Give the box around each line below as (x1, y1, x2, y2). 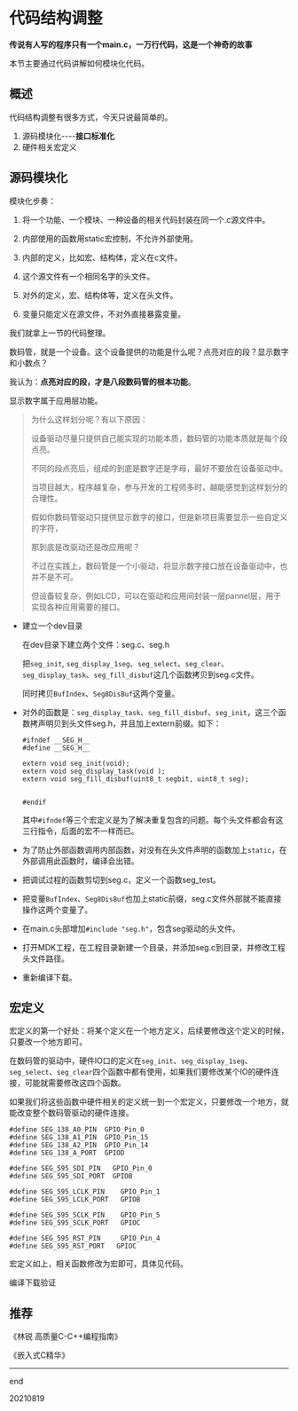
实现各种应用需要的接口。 (30, 601, 125, 612)
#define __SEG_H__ (21, 743, 90, 753)
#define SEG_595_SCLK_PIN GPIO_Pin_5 (9, 1210, 161, 1220)
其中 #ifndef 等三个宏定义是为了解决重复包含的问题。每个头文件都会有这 (21, 814, 284, 825)
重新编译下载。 (21, 972, 77, 982)
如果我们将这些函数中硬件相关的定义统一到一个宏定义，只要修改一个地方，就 (9, 1097, 289, 1108)
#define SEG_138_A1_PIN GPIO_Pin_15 (9, 1133, 149, 1142)
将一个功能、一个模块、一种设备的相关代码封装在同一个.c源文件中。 (21, 214, 271, 225)
